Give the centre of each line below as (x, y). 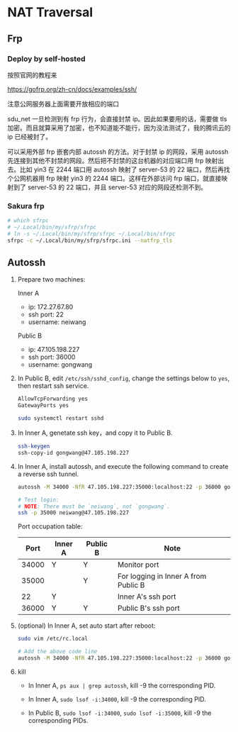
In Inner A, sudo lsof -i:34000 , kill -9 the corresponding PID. (117, 699)
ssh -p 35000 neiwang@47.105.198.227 (73, 513)
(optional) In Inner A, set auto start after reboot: (86, 626)
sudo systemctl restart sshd (61, 418)
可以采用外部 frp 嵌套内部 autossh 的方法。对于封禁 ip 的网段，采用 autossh (118, 151)
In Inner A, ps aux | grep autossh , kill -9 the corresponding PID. (122, 685)
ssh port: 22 (46, 315)
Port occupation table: (50, 526)
